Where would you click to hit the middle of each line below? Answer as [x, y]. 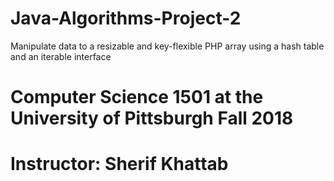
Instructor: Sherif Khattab [119, 164]
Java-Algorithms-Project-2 [126, 18]
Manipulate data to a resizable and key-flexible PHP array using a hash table [167, 46]
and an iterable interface [61, 56]
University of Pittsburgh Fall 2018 [152, 118]
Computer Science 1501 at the [137, 97]
